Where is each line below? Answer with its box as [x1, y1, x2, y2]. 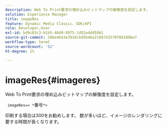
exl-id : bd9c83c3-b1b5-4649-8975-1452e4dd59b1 [5, 30, 104, 35]
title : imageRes [5, 16, 39, 21]
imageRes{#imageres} [5, 74, 101, 86]
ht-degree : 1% [5, 49, 35, 54]
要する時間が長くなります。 [5, 119, 62, 125]
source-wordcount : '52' [5, 44, 55, 49]
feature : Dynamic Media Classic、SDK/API [5, 21, 92, 26]
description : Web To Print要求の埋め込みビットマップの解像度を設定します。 [5, 7, 150, 12]
